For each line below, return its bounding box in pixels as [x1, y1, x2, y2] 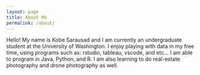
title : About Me [6, 14, 47, 20]
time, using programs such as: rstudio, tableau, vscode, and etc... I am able [6, 49, 193, 56]
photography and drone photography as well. [6, 62, 119, 69]
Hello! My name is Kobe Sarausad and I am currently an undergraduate [6, 37, 183, 44]
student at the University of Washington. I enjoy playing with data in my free [6, 43, 195, 50]
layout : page [6, 8, 39, 15]
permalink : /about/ [6, 20, 55, 26]
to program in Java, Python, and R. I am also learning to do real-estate [6, 55, 181, 63]
